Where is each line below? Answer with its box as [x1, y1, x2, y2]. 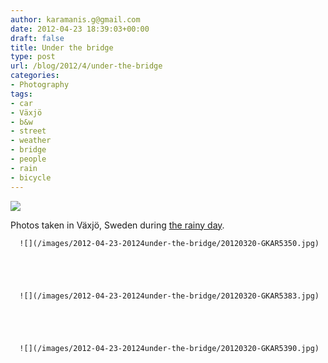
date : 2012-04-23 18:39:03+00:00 [10, 24, 150, 34]
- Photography [10, 80, 70, 90]
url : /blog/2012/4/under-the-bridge [10, 61, 163, 71]
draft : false [10, 33, 65, 43]
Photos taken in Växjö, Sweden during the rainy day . [10, 219, 225, 231]
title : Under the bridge [10, 42, 114, 53]
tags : [10, 89, 33, 99]
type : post [10, 52, 56, 62]
